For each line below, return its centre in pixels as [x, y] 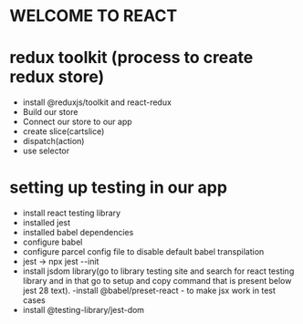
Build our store [50, 112]
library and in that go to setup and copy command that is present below [157, 281]
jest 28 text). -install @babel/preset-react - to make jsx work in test [149, 291]
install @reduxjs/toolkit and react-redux [97, 102]
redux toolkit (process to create [131, 58]
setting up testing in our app [119, 188]
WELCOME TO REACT [94, 16]
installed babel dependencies [78, 233]
